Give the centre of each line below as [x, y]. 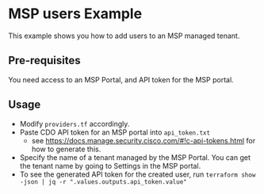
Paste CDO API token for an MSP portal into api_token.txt [115, 132]
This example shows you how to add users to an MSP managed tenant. [124, 36]
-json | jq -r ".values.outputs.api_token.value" [103, 182]
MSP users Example [75, 14]
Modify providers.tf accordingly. [75, 124]
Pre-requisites [44, 61]
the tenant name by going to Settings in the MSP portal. [110, 165]
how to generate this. [66, 149]
